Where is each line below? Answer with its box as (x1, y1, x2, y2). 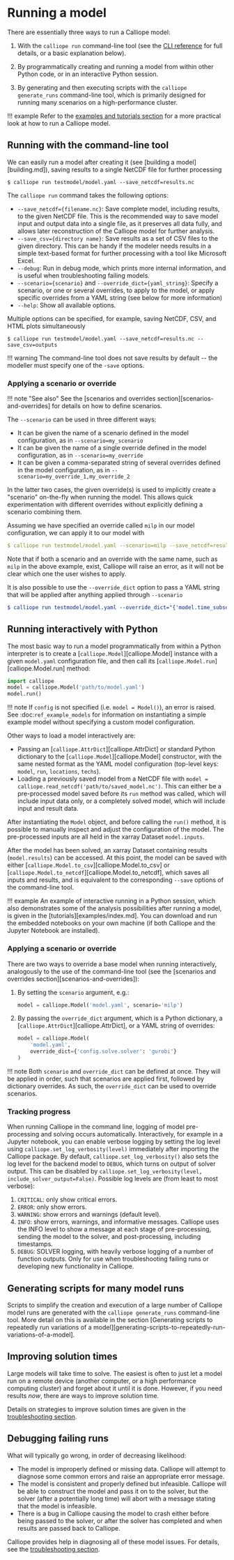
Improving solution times (7, 1351, 118, 1363)
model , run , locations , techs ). (17, 767, 101, 776)
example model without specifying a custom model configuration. (7, 718, 196, 726)
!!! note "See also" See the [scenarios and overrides (7, 394, 156, 403)
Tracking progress (7, 1107, 71, 1116)
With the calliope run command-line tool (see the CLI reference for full (17, 41, 223, 50)
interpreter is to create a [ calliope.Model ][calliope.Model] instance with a (7, 649, 218, 657)
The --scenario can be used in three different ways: (7, 415, 157, 423)
